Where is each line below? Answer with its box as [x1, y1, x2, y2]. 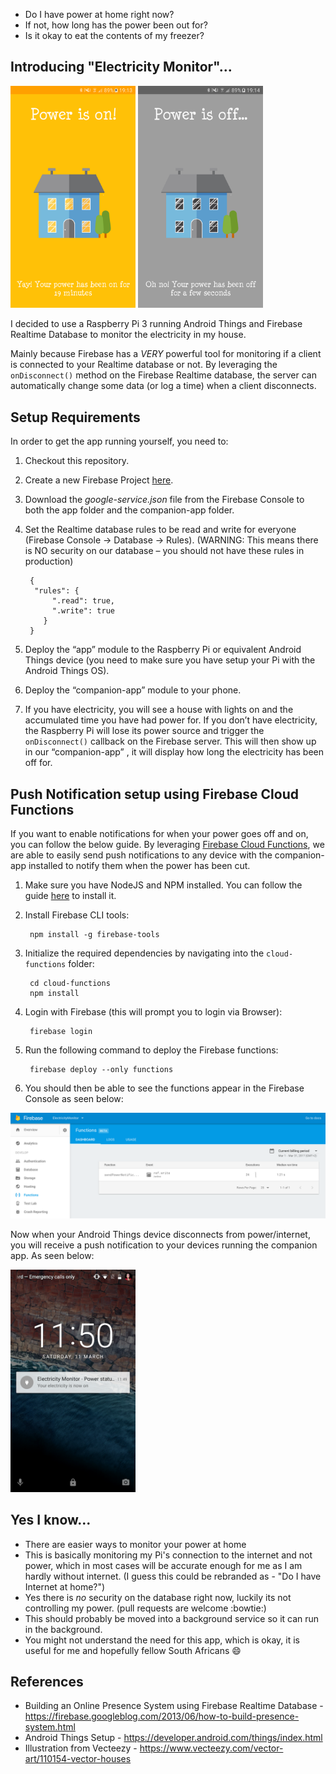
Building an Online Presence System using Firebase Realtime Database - [24, 1700, 324, 1712]
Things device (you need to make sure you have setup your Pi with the [24, 654, 316, 666]
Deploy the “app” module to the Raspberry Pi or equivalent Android [24, 644, 302, 656]
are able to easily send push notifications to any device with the [10, 849, 273, 861]
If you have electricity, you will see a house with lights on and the [24, 704, 294, 716]
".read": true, [51, 596, 115, 606]
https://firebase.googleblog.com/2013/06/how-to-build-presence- [24, 1710, 300, 1723]
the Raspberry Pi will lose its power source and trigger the [24, 725, 265, 737]
